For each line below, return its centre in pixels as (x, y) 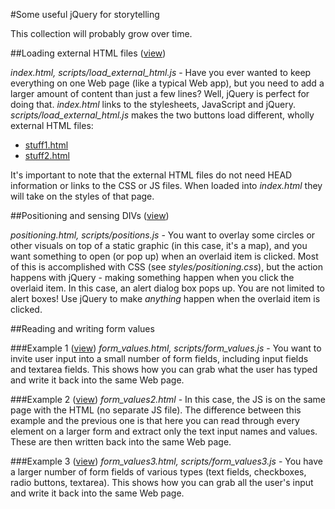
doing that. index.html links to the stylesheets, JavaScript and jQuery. (153, 104)
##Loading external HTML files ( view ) (88, 53)
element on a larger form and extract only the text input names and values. (164, 431)
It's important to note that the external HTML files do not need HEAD (151, 175)
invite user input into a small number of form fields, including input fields (159, 358)
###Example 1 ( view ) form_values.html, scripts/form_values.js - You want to (166, 348)
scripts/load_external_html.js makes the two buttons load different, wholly (162, 115)
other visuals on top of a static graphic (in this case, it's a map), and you (159, 245)
